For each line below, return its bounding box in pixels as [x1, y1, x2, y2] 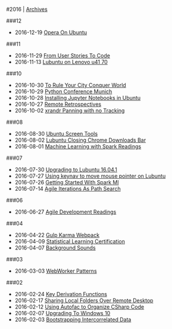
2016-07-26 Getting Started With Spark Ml [14, 179, 119, 185]
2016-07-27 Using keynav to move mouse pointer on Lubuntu [14, 172, 166, 179]
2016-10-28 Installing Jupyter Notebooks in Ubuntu [14, 95, 141, 101]
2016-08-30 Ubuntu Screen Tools [14, 130, 98, 137]
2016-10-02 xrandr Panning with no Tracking [14, 107, 125, 114]
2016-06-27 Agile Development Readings [14, 208, 117, 215]
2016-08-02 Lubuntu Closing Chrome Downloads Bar [14, 136, 146, 144]
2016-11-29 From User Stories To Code [14, 52, 110, 59]
